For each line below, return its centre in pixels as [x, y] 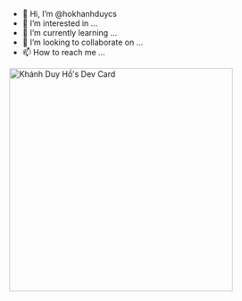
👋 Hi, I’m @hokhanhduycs [70, 14]
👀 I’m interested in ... [60, 23]
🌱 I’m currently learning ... [70, 33]
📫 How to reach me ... [63, 52]
